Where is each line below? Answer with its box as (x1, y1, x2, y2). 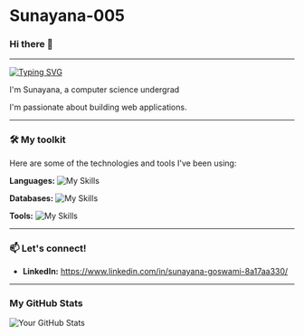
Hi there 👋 (9, 38, 54, 51)
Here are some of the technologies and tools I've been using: (9, 158, 237, 168)
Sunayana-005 (9, 5, 125, 26)
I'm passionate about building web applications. (9, 101, 187, 113)
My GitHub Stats (9, 297, 83, 309)
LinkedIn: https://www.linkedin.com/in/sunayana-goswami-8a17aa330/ (22, 266, 289, 277)
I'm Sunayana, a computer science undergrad (9, 84, 180, 95)
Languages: (9, 175, 56, 186)
